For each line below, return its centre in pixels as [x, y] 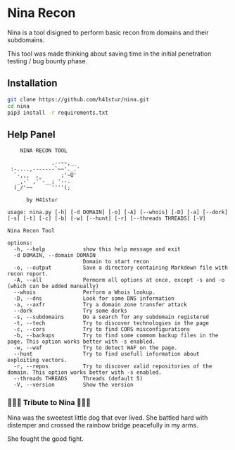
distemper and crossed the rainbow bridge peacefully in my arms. [103, 425]
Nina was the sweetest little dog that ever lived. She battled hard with [108, 418]
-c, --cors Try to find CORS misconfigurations [102, 330]
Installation [32, 83]
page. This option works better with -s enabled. [82, 342]
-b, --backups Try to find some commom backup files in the [116, 336]
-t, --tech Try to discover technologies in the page [112, 323]
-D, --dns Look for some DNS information [94, 299]
